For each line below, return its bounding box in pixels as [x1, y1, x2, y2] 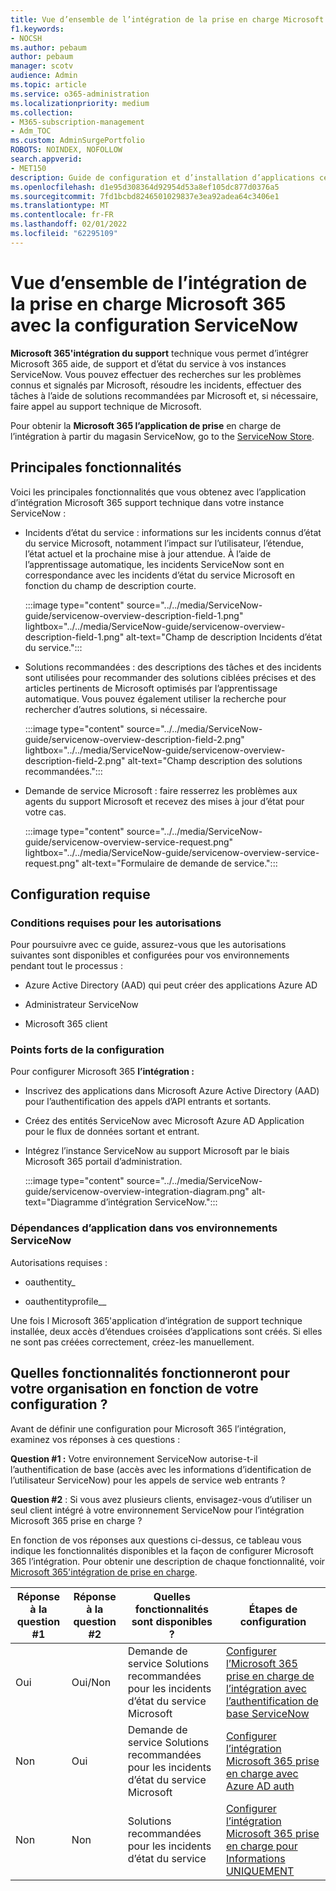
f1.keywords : [10, 24, 65, 34]
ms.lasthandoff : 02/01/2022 [10, 219, 128, 230]
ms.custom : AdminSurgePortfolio [10, 136, 145, 146]
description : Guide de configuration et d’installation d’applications [10, 172, 315, 183]
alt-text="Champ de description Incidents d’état [126, 631, 323, 643]
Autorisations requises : [10, 1256, 108, 1268]
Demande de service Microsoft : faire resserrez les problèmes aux [24, 784, 298, 796]
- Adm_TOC [10, 126, 52, 136]
